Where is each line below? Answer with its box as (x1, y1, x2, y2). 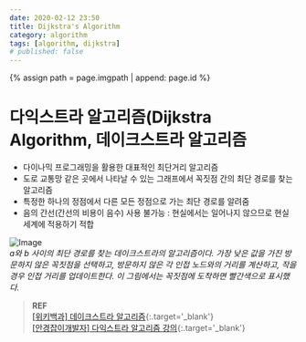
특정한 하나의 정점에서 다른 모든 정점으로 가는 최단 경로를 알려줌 (22, 196, 249, 207)
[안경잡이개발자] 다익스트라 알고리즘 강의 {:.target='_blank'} (31, 323, 246, 334)
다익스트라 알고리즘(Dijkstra (9, 107, 212, 128)
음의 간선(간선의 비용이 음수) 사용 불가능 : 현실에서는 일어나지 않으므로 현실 (22, 207, 290, 219)
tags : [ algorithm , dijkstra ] (9, 38, 121, 48)
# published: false (9, 47, 84, 57)
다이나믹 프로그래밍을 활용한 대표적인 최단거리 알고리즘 (22, 161, 219, 173)
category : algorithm (9, 30, 89, 39)
